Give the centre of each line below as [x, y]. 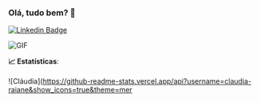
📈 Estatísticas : [34, 61]
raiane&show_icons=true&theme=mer [71, 90]
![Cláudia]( [26, 81]
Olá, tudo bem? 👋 [42, 13]
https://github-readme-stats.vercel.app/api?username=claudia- [147, 81]
